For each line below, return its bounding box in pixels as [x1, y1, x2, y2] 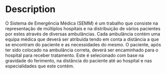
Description [5, 4, 56, 15]
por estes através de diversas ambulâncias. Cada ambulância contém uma [5, 31, 160, 37]
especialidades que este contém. [5, 63, 74, 69]
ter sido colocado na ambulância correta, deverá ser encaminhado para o [5, 47, 158, 53]
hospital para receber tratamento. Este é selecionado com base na [5, 52, 144, 58]
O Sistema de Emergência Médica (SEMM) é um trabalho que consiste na [5, 20, 158, 26]
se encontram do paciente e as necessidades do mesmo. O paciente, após [5, 41, 161, 47]
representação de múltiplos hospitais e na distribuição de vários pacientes [5, 25, 161, 31]
